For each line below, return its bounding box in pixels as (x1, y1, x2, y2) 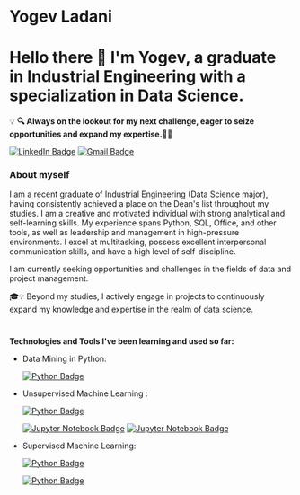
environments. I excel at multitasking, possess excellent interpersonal (9, 236, 267, 248)
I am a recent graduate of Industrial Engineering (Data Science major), (9, 189, 269, 199)
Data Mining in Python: (22, 353, 107, 364)
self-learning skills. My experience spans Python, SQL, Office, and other (9, 217, 277, 228)
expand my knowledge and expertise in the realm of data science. (9, 304, 254, 315)
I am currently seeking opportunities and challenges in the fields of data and (9, 263, 292, 275)
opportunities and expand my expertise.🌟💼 (9, 128, 173, 140)
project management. (9, 273, 89, 284)
